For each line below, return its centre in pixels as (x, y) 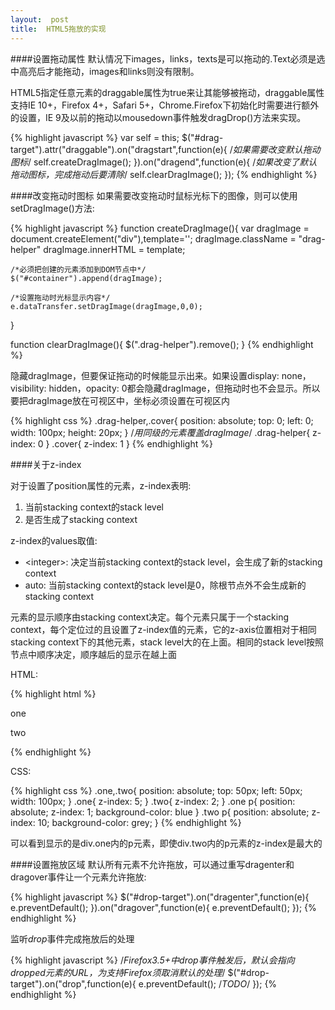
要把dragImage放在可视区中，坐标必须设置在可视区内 (120, 400)
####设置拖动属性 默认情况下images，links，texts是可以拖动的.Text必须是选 (168, 58)
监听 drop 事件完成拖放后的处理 (72, 938)
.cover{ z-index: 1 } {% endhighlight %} (132, 443)
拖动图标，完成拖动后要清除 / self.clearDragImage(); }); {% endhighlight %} (164, 174)
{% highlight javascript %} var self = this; (95, 137)
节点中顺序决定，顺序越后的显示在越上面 (93, 654)
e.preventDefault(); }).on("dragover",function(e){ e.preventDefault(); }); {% (163, 907)
